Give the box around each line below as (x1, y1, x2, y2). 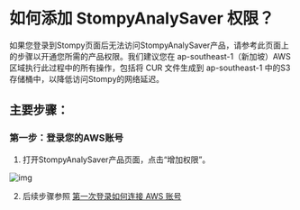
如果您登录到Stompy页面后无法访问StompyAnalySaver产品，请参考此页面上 (9, 40, 290, 50)
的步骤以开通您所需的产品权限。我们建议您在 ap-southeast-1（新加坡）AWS (9, 50, 291, 61)
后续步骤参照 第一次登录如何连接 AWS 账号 (22, 190, 182, 201)
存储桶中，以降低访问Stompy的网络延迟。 (9, 73, 165, 84)
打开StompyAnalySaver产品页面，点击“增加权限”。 (22, 154, 211, 165)
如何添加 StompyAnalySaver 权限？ (9, 8, 275, 29)
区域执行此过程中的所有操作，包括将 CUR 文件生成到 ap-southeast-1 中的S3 (9, 62, 291, 73)
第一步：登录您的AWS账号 (9, 132, 124, 144)
